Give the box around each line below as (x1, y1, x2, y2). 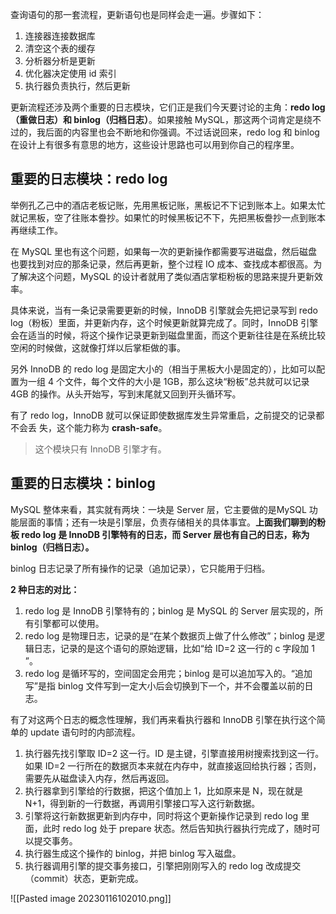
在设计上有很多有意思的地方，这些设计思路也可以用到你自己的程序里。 (10, 139, 300, 150)
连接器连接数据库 (24, 30, 96, 42)
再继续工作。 (10, 224, 63, 236)
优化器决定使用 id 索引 (24, 68, 117, 79)
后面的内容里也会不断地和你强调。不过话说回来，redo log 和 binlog (44, 126, 320, 138)
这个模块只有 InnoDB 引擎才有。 (34, 443, 167, 455)
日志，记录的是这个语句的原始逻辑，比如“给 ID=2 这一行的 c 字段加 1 (33, 642, 316, 654)
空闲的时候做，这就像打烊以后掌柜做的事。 (10, 341, 186, 353)
